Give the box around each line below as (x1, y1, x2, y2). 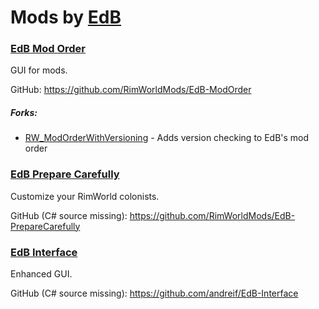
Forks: (10, 107, 38, 119)
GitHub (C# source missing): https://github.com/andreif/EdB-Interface (10, 287, 299, 300)
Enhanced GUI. (10, 268, 73, 280)
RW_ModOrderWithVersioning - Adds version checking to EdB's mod (24, 132, 310, 144)
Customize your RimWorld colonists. (10, 190, 160, 202)
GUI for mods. (10, 64, 68, 76)
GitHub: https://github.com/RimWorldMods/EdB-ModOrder (10, 84, 252, 96)
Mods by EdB (10, 6, 122, 29)
